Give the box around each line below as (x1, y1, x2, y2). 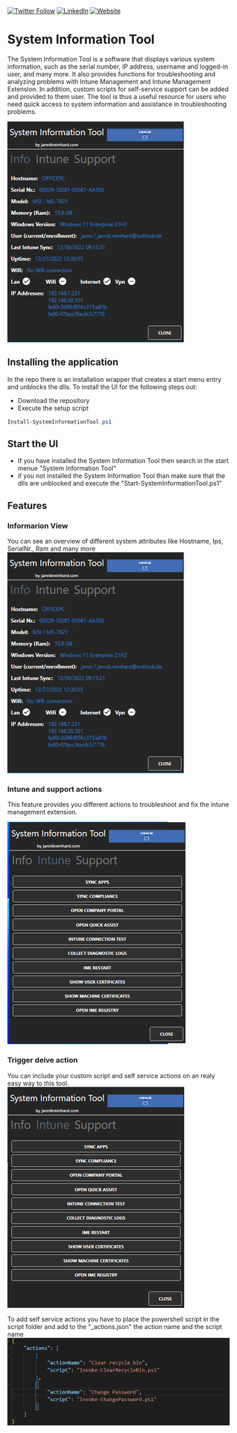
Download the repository (17, 396, 90, 404)
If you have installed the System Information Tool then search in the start (17, 457, 229, 465)
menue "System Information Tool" (17, 464, 116, 473)
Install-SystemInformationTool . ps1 (7, 418, 112, 426)
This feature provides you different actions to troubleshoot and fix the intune (7, 800, 229, 809)
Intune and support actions (7, 785, 102, 795)
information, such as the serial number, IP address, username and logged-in (7, 62, 229, 71)
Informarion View (7, 520, 68, 530)
